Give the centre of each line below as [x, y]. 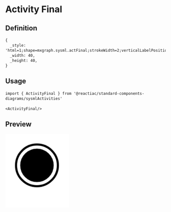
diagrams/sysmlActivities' [34, 98]
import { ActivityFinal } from [38, 93]
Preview [19, 125]
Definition [21, 28]
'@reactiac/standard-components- [109, 93]
